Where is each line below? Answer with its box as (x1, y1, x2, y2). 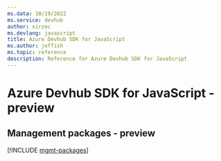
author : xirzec (7, 23, 51, 30)
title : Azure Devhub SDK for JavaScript (7, 36, 126, 43)
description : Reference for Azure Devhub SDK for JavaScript (7, 56, 188, 62)
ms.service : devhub (7, 17, 64, 24)
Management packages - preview (7, 128, 156, 139)
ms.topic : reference (7, 49, 67, 56)
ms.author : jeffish (7, 42, 64, 49)
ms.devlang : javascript (7, 29, 76, 37)
